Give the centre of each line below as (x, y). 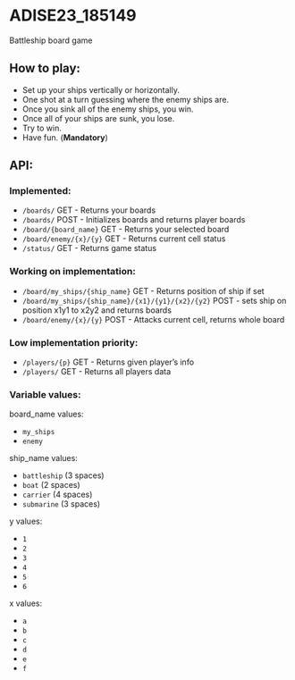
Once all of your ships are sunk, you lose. (98, 118)
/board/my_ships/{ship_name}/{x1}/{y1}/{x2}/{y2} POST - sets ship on (154, 300)
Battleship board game (51, 40)
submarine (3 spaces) (61, 504)
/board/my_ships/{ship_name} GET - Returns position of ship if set (143, 290)
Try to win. (42, 128)
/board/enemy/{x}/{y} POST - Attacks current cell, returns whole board (153, 319)
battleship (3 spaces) (63, 475)
